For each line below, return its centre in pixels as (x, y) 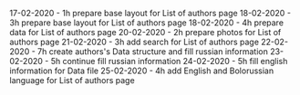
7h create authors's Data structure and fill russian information (153, 52)
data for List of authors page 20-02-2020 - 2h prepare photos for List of (145, 32)
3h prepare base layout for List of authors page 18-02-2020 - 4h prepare (147, 23)
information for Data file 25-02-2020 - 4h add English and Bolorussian (142, 71)
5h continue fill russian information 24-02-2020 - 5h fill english (169, 61)
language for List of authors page (72, 80)
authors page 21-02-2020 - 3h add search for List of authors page (134, 42)
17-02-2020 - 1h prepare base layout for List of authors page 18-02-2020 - (150, 13)
